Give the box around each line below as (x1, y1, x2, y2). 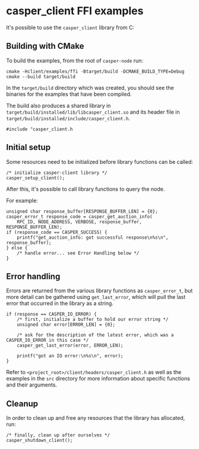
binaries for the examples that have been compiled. (6, 91, 132, 98)
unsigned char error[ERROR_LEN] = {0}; (17, 322, 116, 328)
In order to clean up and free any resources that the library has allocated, (6, 414, 185, 422)
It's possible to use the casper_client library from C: (6, 24, 135, 31)
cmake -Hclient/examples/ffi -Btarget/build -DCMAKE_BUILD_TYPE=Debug (6, 68, 185, 74)
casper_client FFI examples (6, 4, 144, 18)
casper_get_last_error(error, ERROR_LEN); (17, 342, 124, 349)
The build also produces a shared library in (6, 102, 111, 109)
